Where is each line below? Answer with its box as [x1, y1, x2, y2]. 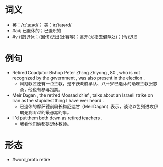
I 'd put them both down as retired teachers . [12, 115, 103, 121]
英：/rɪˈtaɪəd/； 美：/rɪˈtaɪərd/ [12, 22, 72, 28]
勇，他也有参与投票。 [19, 86, 63, 92]
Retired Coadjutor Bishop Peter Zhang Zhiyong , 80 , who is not [12, 69, 140, 75]
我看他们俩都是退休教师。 [19, 121, 72, 127]
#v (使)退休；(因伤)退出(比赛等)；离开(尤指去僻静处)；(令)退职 [12, 34, 138, 40]
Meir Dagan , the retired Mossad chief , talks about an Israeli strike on [12, 92, 153, 98]
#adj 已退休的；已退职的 [12, 28, 61, 33]
